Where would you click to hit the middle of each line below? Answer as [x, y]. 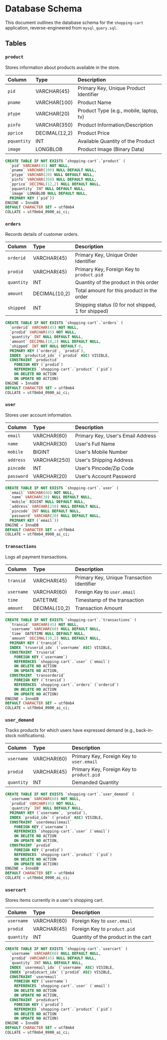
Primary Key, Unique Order [106, 255]
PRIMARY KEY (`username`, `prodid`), [49, 813]
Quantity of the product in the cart [112, 937]
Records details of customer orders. [42, 234]
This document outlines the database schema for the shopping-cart [74, 22]
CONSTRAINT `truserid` [33, 652]
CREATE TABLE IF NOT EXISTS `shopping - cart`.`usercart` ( [66, 949]
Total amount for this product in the [116, 291]
